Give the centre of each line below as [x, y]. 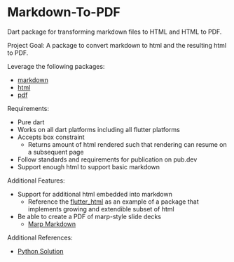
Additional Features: [36, 181]
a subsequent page [56, 152]
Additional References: [40, 237]
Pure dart [31, 122]
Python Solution [40, 251]
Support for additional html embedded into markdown [95, 194]
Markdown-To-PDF [64, 12]
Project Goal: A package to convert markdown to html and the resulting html [117, 45]
